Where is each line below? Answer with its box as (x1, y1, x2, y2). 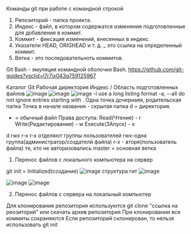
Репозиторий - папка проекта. (14, 17, 92, 23)
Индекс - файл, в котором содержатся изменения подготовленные (14, 23, 186, 30)
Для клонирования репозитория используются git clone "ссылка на (6, 202, 178, 209)
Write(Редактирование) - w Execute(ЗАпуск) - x (14, 121, 135, 127)
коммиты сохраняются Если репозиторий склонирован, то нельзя (6, 215, 174, 222)
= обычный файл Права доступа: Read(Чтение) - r (14, 114, 141, 121)
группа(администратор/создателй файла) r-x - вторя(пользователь (6, 138, 177, 145)
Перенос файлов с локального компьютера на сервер (14, 156, 153, 163)
